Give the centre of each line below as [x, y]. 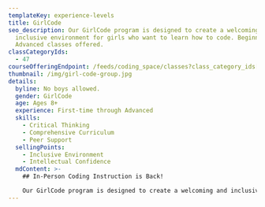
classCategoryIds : [38, 52]
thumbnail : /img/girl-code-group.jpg [70, 74]
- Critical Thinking [56, 125]
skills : [28, 118]
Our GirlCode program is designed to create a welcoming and [125, 190]
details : [22, 81]
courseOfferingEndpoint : [49, 67]
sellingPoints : [40, 147]
